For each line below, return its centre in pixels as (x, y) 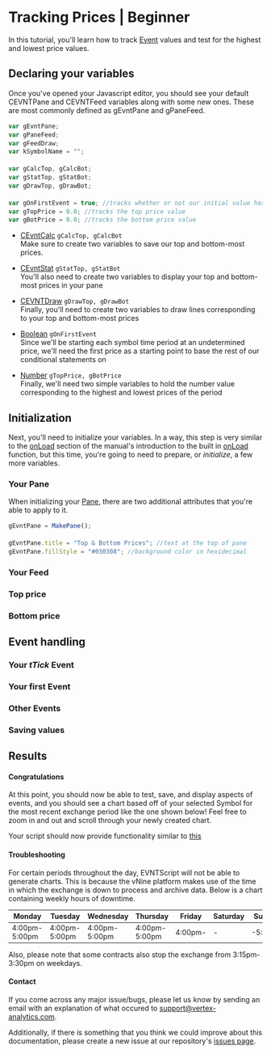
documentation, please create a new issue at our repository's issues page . (132, 1041)
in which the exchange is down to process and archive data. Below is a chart (135, 890)
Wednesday (108, 916)
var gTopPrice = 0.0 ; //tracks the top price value (97, 211)
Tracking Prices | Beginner (99, 17)
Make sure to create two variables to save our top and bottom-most (132, 244)
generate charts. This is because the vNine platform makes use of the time (132, 881)
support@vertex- (188, 1008)
